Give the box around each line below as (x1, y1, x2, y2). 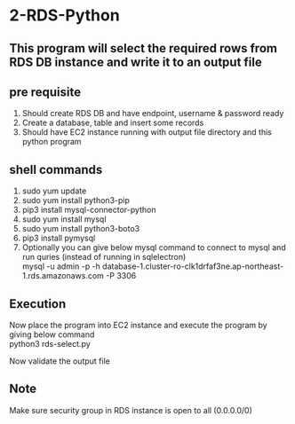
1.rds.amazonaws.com (21, 271, 105, 281)
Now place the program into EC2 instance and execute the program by (9, 320, 268, 331)
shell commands (9, 161, 103, 177)
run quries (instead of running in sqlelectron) (21, 252, 187, 263)
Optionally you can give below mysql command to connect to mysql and (21, 242, 286, 253)
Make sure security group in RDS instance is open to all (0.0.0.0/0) (9, 404, 253, 415)
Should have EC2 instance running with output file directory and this (21, 127, 273, 137)
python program (21, 137, 82, 147)
